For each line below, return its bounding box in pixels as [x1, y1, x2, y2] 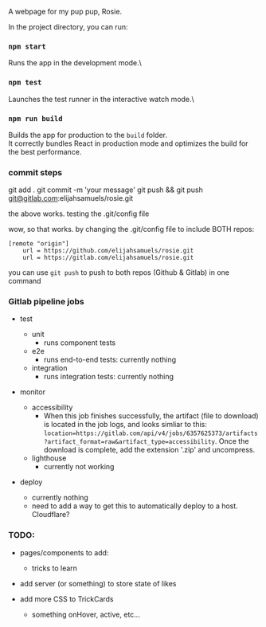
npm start [8, 41, 46, 51]
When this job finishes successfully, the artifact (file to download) [43, 411, 259, 421]
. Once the [214, 437, 249, 446]
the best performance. [8, 147, 82, 156]
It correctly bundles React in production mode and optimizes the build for [8, 139, 248, 148]
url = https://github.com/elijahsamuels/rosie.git [22, 247, 194, 255]
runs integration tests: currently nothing [43, 372, 174, 382]
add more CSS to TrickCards [19, 594, 114, 604]
